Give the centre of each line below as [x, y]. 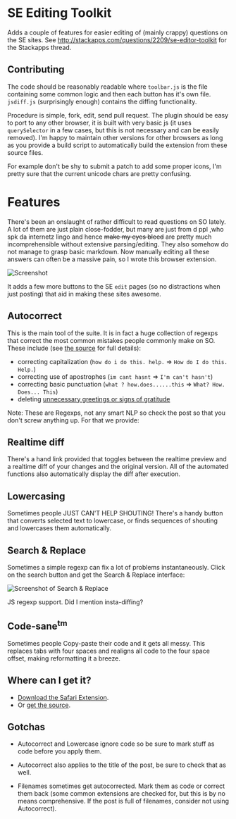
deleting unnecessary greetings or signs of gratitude [94, 399]
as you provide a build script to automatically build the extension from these [117, 145]
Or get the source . [44, 705]
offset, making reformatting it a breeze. [64, 658]
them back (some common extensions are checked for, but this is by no [121, 794]
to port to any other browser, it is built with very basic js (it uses [99, 123]
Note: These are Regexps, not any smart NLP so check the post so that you [117, 413]
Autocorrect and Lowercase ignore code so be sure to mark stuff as [116, 744]
